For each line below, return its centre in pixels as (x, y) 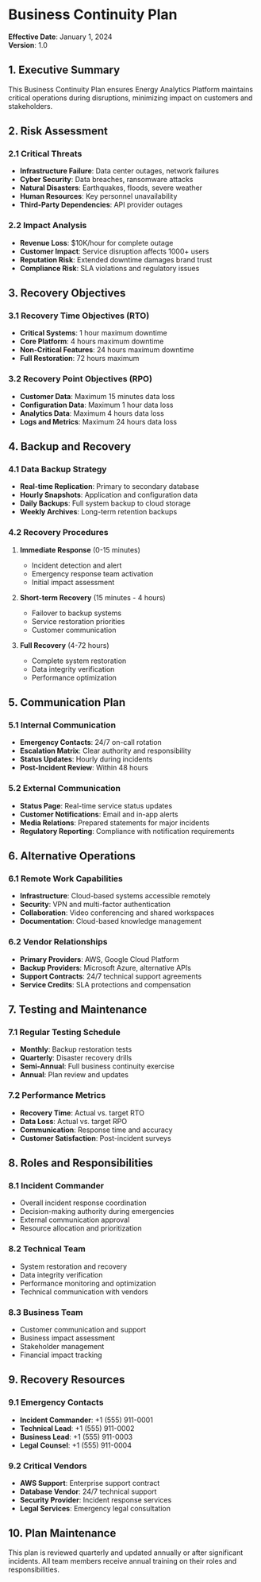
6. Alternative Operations (72, 856)
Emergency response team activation (92, 573)
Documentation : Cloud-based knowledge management (111, 921)
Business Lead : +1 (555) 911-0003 (76, 1437)
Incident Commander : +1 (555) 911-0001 (86, 1420)
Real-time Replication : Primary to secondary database (109, 487)
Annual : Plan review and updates (74, 1075)
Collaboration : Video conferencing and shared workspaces (117, 913)
